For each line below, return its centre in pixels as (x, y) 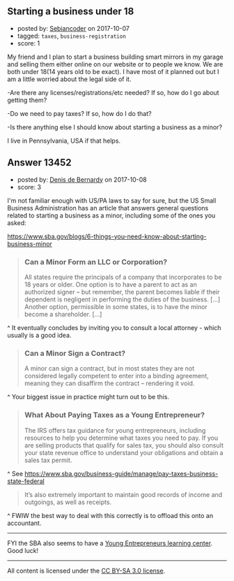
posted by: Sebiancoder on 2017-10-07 (73, 28)
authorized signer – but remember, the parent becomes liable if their (122, 292)
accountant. (24, 523)
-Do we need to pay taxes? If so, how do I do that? (79, 113)
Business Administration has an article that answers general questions (108, 208)
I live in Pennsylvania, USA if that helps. (64, 141)
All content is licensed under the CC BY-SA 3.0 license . (86, 571)
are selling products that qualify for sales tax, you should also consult (124, 445)
